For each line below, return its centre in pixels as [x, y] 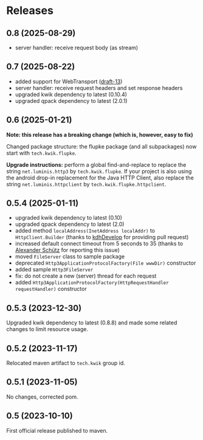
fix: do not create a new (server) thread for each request [86, 276]
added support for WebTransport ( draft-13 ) [69, 81]
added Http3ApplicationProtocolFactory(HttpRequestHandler [92, 282]
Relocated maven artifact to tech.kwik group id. [66, 363]
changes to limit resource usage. [47, 329]
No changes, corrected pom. [42, 397]
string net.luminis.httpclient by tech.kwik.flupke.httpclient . [86, 184]
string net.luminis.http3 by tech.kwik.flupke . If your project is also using [99, 171]
